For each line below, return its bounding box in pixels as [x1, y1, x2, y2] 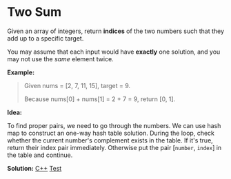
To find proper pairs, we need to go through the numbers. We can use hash [7, 121, 221, 129]
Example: [7, 68, 35, 76]
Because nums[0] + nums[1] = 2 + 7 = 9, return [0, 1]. [23, 94, 176, 103]
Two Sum [7, 4, 62, 20]
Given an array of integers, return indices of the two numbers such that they [7, 27, 225, 35]
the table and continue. [7, 151, 73, 159]
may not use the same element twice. [7, 54, 114, 63]
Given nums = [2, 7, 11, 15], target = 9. [23, 81, 131, 89]
